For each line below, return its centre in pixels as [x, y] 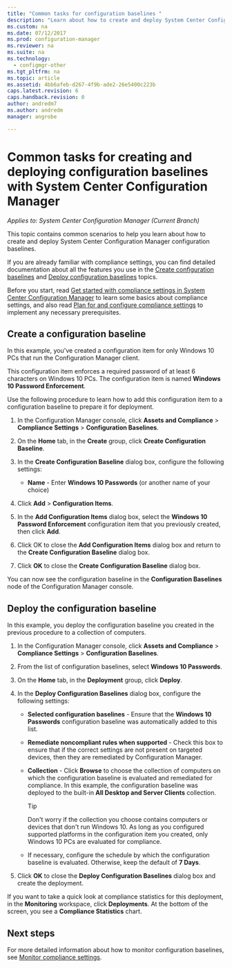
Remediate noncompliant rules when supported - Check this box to [125, 743]
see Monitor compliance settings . [55, 957]
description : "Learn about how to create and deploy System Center [106, 20]
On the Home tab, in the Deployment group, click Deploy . [100, 680]
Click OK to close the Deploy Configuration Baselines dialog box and [116, 876]
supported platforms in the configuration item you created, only [118, 834]
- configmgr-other [40, 65]
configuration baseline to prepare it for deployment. [80, 407]
